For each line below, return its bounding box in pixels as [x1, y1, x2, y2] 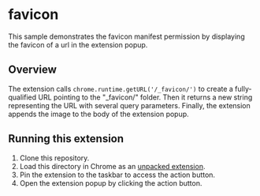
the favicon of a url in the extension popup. [8, 40, 148, 49]
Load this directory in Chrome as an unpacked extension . [19, 161, 206, 171]
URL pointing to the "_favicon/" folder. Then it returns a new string [38, 92, 253, 102]
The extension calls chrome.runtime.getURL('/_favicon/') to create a [8, 84, 234, 93]
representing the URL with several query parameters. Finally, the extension [8, 100, 251, 110]
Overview [8, 63, 58, 77]
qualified [8, 92, 37, 102]
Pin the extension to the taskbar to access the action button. [19, 170, 215, 179]
